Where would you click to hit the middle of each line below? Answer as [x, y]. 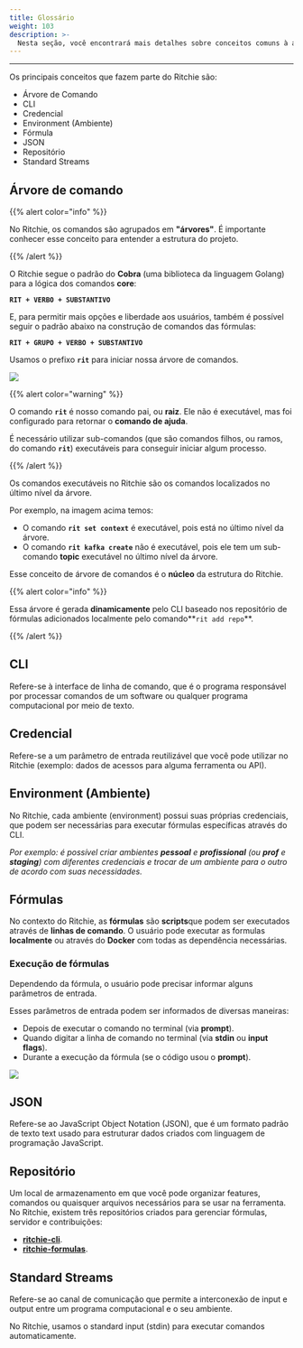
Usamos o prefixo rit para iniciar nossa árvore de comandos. [124, 360]
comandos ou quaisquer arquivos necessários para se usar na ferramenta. [148, 1203]
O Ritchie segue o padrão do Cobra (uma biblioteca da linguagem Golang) [147, 274]
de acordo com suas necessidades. [76, 871]
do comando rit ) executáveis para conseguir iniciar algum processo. [138, 449]
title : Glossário [42, 18]
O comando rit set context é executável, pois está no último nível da [153, 528]
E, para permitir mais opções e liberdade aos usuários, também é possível [147, 317]
